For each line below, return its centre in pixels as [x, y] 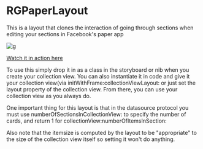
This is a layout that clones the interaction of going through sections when [100, 28]
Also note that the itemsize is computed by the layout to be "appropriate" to [102, 132]
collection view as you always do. [49, 96]
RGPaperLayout [47, 11]
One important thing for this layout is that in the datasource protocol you [98, 107]
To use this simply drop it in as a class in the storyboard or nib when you [98, 70]
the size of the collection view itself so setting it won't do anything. [91, 139]
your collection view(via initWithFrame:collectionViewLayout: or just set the [101, 83]
